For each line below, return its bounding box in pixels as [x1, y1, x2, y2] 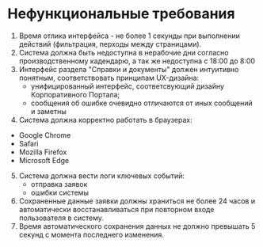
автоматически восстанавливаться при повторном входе [18, 204, 215, 214]
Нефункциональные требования [7, 5, 235, 23]
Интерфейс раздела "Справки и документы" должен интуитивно [18, 64, 239, 74]
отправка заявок [30, 179, 88, 188]
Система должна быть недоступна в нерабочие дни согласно [18, 47, 229, 57]
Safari [18, 139, 39, 148]
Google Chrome [18, 130, 71, 139]
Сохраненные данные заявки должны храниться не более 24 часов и [18, 196, 255, 206]
